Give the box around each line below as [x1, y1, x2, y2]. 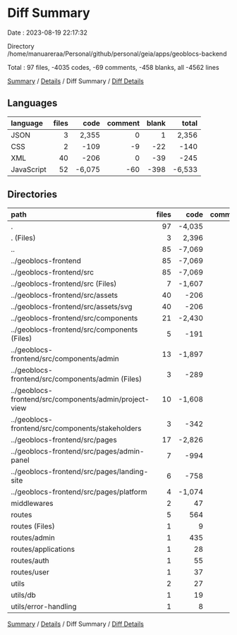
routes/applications [11, 544, 75, 554]
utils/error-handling [11, 601, 77, 611]
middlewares [11, 498, 54, 508]
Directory [7, 42, 35, 50]
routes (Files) [11, 521, 55, 531]
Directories [7, 188, 58, 200]
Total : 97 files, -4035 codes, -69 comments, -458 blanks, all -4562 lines [7, 63, 220, 71]
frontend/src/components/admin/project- [11, 394, 150, 404]
